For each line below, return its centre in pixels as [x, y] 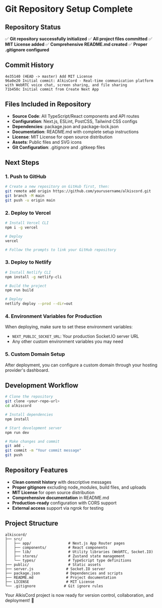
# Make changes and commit [32, 441]
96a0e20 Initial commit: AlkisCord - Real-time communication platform [79, 81]
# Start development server [34, 428]
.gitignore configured [27, 50]
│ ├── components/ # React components [56, 547]
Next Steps [22, 163]
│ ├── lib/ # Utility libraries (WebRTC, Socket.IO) [79, 552]
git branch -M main [25, 196]
